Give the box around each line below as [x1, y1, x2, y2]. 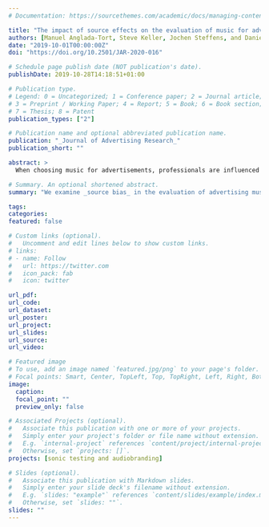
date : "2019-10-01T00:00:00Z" [8, 41, 110, 49]
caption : [15, 387, 45, 395]
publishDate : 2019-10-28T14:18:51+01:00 [8, 71, 146, 79]
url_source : [8, 336, 48, 344]
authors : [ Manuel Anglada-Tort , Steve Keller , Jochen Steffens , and [8, 34, 242, 42]
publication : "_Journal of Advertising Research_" [8, 137, 181, 145]
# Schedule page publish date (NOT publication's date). [8, 63, 203, 71]
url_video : [8, 343, 45, 351]
